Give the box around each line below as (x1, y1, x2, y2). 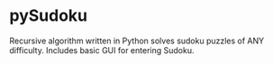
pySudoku (9, 5, 88, 26)
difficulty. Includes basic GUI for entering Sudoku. (9, 44, 195, 55)
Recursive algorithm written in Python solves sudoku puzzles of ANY (9, 35, 265, 46)
